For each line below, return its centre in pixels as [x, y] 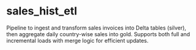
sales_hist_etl [42, 11]
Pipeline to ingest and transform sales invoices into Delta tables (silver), [96, 28]
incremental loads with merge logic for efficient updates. [77, 40]
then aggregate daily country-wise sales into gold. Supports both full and [98, 34]
